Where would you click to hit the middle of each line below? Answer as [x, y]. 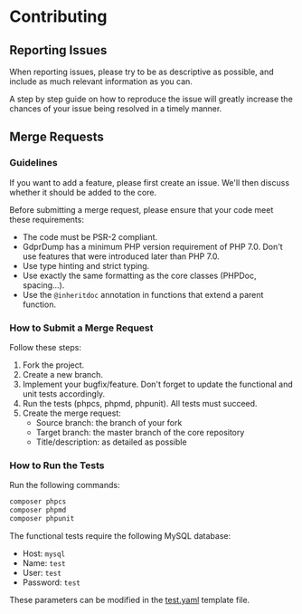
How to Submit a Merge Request [81, 328]
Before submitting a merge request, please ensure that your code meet [142, 209]
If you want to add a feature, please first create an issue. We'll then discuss [150, 182]
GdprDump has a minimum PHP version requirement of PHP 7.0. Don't [152, 246]
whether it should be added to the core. [83, 192]
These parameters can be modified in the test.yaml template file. [130, 600]
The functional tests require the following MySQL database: [120, 535]
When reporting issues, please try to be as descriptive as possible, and [142, 72]
